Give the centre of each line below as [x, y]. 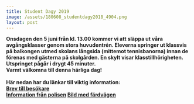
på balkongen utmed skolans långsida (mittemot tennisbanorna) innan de [97, 51]
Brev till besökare [28, 89]
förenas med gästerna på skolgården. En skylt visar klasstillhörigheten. [95, 58]
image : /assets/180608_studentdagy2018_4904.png [67, 17]
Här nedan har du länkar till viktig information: [63, 82]
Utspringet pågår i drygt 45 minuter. [51, 64]
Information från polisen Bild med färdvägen [61, 95]
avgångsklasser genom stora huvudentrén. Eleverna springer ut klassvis [96, 45]
